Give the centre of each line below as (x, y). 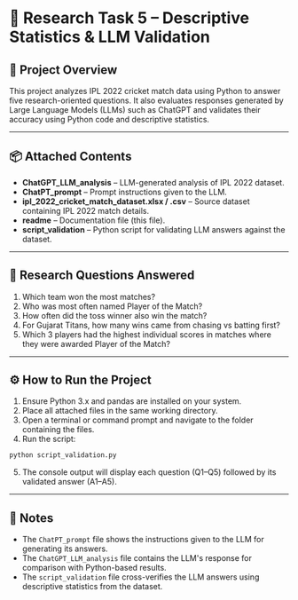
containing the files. (58, 430)
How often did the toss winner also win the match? (114, 315)
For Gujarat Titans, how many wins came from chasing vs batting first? (151, 325)
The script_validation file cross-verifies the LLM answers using (141, 577)
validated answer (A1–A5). (69, 482)
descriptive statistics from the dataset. (92, 587)
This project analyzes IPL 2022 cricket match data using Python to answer (145, 91)
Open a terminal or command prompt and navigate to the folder (138, 420)
